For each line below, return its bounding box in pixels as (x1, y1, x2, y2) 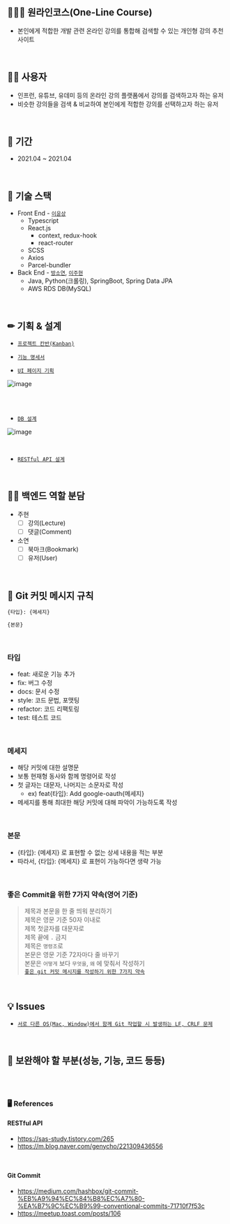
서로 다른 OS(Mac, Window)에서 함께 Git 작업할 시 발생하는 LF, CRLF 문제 (17, 1020, 213, 1028)
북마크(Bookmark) (27, 545, 79, 553)
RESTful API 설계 (17, 456, 65, 463)
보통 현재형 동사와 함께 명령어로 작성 (17, 772, 116, 781)
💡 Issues (7, 1001, 45, 1012)
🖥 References (7, 1099, 54, 1109)
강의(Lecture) (27, 519, 66, 527)
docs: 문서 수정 (17, 687, 60, 695)
